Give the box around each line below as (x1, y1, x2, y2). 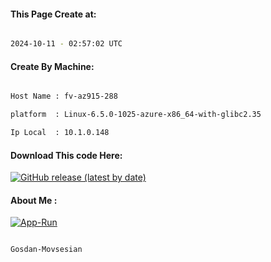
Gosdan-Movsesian (10, 245, 83, 255)
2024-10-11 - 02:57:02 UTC (10, 39, 123, 49)
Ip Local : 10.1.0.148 (10, 128, 110, 138)
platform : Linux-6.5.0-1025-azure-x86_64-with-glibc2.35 (10, 110, 262, 120)
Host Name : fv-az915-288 (10, 91, 118, 102)
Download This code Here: (10, 149, 123, 161)
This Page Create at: (10, 8, 97, 20)
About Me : (10, 194, 58, 206)
